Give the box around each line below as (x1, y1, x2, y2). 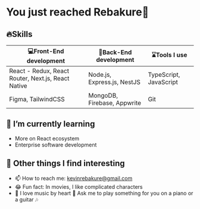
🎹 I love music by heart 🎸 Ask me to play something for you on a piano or (14, 189, 193, 196)
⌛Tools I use (151, 51, 187, 59)
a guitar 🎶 (14, 196, 39, 203)
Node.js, (88, 71, 112, 79)
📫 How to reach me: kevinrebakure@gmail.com (14, 174, 133, 182)
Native (9, 82, 28, 90)
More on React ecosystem (14, 135, 80, 142)
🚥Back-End (98, 48, 132, 56)
